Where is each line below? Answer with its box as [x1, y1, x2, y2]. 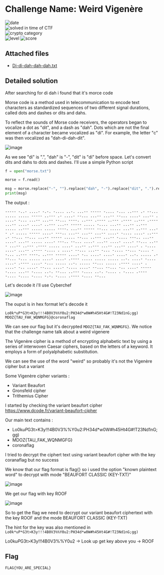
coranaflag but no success [5, 457, 59, 463]
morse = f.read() [5, 178, 41, 183]
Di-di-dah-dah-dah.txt [12, 62, 58, 68]
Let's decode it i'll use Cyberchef [5, 282, 72, 288]
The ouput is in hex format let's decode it [5, 301, 88, 307]
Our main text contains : [5, 417, 53, 423]
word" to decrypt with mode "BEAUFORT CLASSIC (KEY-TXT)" [5, 472, 131, 478]
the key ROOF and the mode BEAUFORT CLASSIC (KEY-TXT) [5, 515, 128, 521]
